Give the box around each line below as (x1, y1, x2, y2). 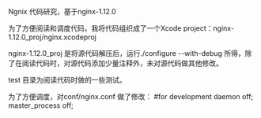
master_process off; (8, 101, 74, 110)
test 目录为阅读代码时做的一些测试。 (8, 76, 127, 84)
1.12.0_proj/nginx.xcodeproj (8, 32, 96, 42)
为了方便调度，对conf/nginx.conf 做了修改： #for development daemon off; (8, 92, 254, 101)
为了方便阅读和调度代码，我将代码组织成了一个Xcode (8, 24, 182, 33)
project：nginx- (183, 24, 235, 33)
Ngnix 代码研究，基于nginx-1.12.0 (8, 7, 116, 16)
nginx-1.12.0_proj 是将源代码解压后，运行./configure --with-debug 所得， (8, 49, 245, 57)
